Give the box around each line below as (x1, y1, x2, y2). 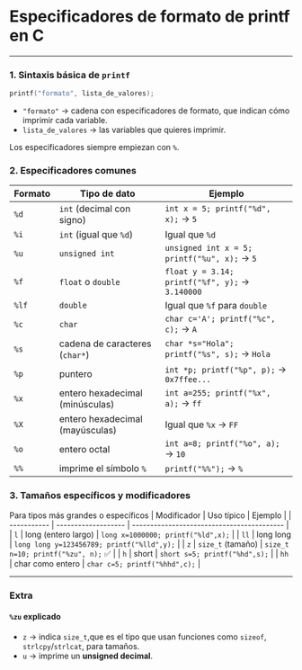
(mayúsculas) (58, 424, 117, 437)
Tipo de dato (79, 187, 136, 200)
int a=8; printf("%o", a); (164, 439, 280, 449)
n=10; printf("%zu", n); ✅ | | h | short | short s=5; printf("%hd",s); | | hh (9, 548, 289, 558)
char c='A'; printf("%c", (164, 314, 276, 325)
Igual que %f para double (164, 299, 268, 312)
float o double (58, 276, 120, 289)
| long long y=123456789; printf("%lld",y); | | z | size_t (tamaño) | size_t (9, 538, 289, 549)
